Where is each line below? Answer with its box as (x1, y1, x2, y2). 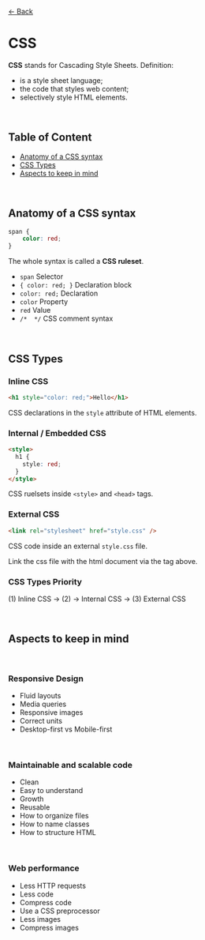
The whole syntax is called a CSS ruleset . (8, 257, 144, 266)
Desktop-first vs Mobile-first (19, 724, 113, 734)
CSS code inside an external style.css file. (8, 541, 148, 551)
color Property (19, 297, 69, 306)
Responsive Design (8, 673, 84, 684)
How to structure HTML (19, 828, 97, 837)
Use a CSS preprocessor (19, 906, 101, 916)
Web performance (8, 863, 80, 874)
